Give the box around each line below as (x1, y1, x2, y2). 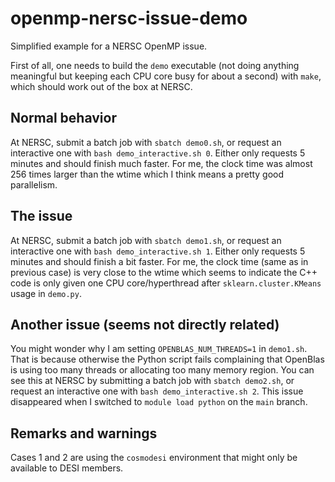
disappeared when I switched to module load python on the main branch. (10, 396, 308, 408)
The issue (10, 208, 73, 225)
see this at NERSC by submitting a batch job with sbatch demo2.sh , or (10, 375, 295, 387)
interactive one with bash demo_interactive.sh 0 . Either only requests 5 (10, 147, 306, 159)
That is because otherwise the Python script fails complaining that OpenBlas (10, 353, 325, 366)
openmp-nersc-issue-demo (10, 7, 248, 30)
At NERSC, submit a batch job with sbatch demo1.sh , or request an (10, 234, 282, 246)
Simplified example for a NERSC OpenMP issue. (10, 40, 208, 52)
